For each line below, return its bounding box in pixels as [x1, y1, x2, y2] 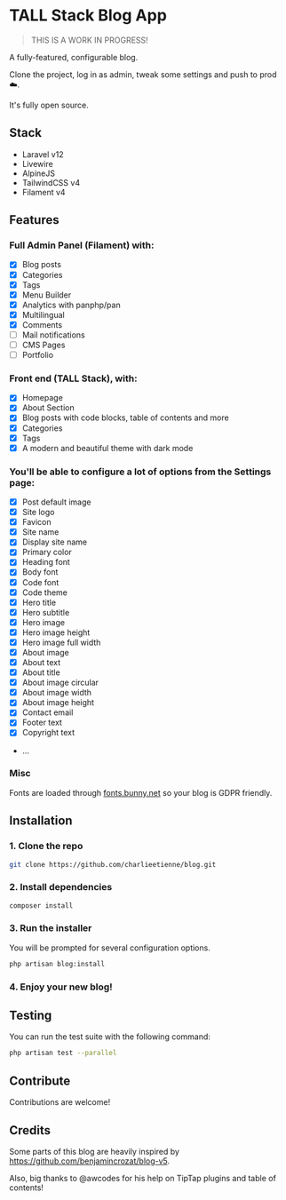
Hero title [21, 597, 56, 608]
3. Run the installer [9, 922, 92, 934]
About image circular [21, 677, 99, 688]
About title [21, 667, 60, 678]
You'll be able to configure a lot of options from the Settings [9, 465, 272, 478]
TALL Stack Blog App [9, 5, 167, 26]
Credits [9, 1123, 52, 1138]
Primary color [21, 547, 73, 558]
